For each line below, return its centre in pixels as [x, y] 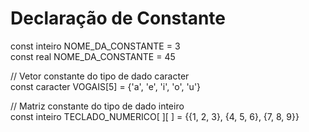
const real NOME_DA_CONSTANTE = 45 [93, 56]
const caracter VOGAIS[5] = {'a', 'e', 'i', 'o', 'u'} [106, 86]
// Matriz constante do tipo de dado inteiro [97, 106]
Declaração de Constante [118, 18]
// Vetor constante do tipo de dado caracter [100, 76]
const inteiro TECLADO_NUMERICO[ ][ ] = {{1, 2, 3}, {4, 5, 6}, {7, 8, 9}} [155, 116]
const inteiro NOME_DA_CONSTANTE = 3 [95, 46]
